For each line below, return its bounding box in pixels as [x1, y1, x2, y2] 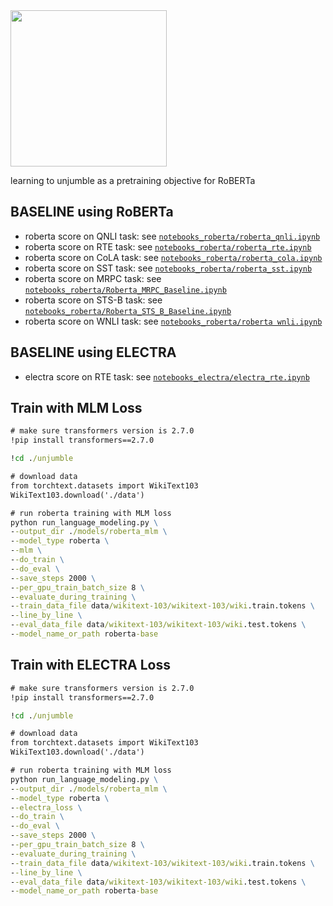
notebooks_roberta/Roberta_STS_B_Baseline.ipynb [24, 306, 232, 316]
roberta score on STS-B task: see [24, 294, 163, 306]
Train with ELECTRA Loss [10, 657, 172, 674]
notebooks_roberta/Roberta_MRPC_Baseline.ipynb [24, 285, 227, 295]
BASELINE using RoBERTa [10, 204, 174, 221]
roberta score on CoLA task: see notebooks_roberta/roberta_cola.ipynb [24, 251, 323, 263]
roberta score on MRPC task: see [24, 272, 162, 284]
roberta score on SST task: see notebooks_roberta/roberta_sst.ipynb [24, 262, 313, 274]
